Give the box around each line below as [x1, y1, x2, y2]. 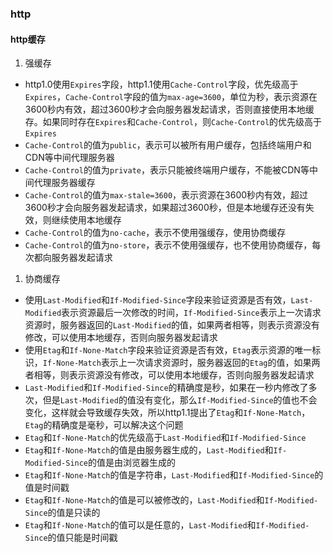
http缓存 [10, 33, 46, 45]
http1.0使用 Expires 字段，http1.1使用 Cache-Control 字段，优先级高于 [24, 78, 299, 91]
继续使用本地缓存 [51, 214, 122, 226]
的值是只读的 [47, 507, 101, 519]
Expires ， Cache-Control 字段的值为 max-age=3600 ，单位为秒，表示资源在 [24, 91, 318, 103]
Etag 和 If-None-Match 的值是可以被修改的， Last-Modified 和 [24, 494, 265, 506]
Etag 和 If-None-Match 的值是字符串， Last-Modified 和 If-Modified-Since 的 [24, 469, 324, 481]
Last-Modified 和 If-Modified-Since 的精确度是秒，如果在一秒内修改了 [24, 382, 309, 394]
